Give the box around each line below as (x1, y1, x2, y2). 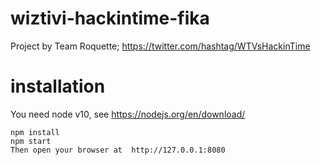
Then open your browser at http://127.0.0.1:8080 (10, 145, 226, 155)
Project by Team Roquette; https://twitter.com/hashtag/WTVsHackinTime (10, 40, 311, 52)
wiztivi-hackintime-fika (10, 7, 210, 30)
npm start (10, 136, 52, 146)
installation (10, 75, 106, 98)
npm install (10, 127, 60, 137)
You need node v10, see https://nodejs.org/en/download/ (10, 108, 246, 120)
